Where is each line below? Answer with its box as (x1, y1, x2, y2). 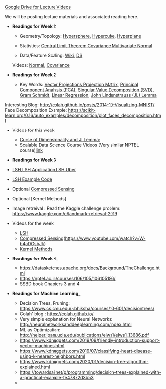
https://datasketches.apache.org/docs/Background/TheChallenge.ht (19, 265, 160, 271)
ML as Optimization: (19, 327, 61, 333)
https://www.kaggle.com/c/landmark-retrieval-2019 (12, 211, 118, 216)
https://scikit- (68, 107, 96, 113)
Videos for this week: (12, 127, 56, 133)
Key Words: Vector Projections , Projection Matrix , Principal (19, 82, 139, 87)
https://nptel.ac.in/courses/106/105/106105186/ (19, 276, 116, 281)
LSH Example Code (12, 176, 52, 182)
